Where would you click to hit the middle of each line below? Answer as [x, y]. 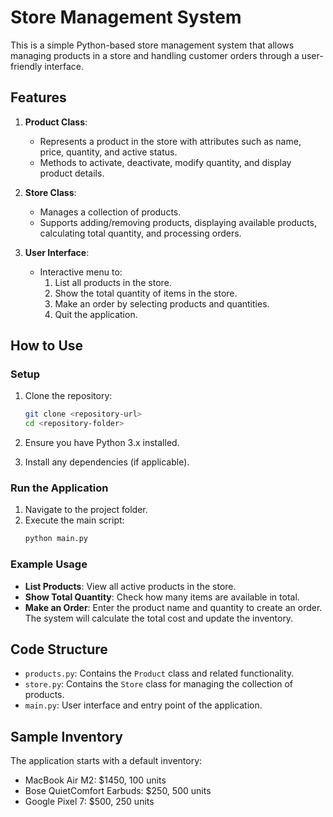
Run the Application [59, 488]
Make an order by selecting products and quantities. [162, 303]
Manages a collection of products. [110, 212]
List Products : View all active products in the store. [130, 586]
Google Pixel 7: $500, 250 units [89, 802]
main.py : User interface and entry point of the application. [143, 705]
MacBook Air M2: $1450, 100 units [95, 780]
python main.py [56, 539]
